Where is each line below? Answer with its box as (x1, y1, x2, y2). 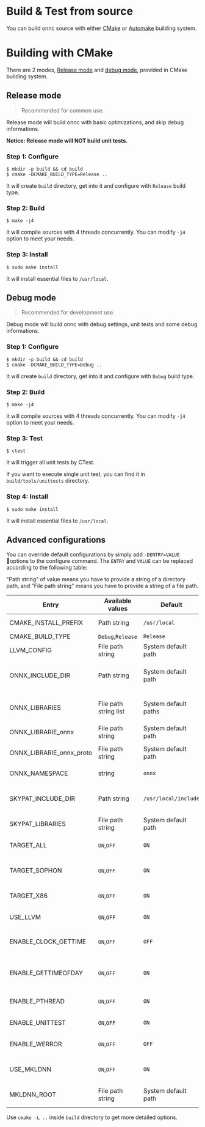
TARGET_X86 (9, 891, 48, 900)
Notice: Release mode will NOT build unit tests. (6, 136, 128, 144)
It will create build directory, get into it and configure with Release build (6, 182, 186, 189)
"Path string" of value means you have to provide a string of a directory (6, 576, 186, 583)
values (107, 604, 128, 613)
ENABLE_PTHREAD (9, 997, 65, 1006)
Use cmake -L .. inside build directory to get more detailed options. (6, 1114, 178, 1121)
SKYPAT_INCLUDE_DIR (9, 794, 75, 803)
